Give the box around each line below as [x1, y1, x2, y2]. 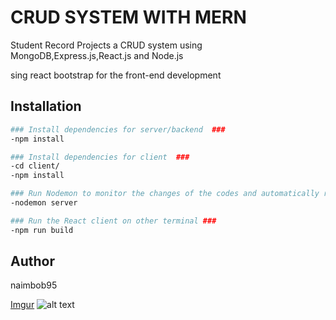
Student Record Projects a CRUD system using [10, 39, 203, 51]
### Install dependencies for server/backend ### [10, 124, 226, 135]
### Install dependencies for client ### [10, 152, 190, 162]
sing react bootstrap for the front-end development [10, 69, 222, 81]
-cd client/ [10, 161, 60, 171]
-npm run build [10, 225, 74, 235]
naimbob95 [10, 279, 58, 291]
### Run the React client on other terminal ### [10, 216, 217, 226]
